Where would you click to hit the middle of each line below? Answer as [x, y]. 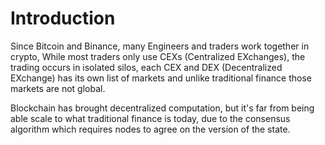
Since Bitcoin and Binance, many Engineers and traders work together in [160, 46]
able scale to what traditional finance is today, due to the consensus [150, 118]
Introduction [63, 18]
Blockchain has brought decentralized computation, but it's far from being [162, 108]
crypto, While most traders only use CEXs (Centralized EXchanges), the [158, 56]
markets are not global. [58, 88]
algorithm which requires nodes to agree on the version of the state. [150, 129]
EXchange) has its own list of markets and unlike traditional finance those [161, 78]
